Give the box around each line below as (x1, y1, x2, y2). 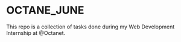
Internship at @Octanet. (6, 29, 66, 36)
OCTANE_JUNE (6, 4, 84, 17)
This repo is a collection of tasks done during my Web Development (6, 23, 175, 30)
